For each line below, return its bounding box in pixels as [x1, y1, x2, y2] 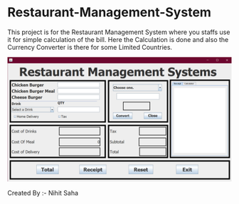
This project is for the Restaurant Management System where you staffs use [7, 28, 230, 36]
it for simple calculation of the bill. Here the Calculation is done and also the [7, 35, 229, 43]
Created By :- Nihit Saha [7, 188, 79, 197]
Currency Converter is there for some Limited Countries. [7, 43, 173, 51]
